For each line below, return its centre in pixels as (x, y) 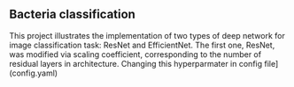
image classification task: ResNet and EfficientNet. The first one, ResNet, (142, 45)
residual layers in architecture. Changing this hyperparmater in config (136, 63)
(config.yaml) (34, 73)
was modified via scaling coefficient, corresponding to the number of (135, 54)
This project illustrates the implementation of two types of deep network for (147, 35)
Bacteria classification (72, 14)
